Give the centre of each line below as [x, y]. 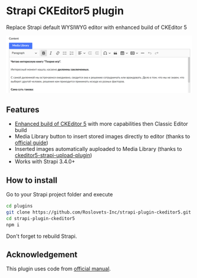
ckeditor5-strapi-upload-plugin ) [53, 156]
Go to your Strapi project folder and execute [60, 195]
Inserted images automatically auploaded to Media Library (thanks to [98, 149]
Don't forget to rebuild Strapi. [42, 236]
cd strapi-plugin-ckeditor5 [41, 218]
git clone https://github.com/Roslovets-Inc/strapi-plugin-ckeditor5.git [99, 212]
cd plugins [19, 206]
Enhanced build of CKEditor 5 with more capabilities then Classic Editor [101, 124]
